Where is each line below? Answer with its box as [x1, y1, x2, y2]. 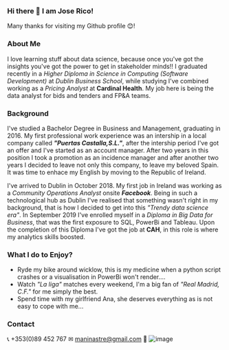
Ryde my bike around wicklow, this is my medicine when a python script [17, 265, 221, 274]
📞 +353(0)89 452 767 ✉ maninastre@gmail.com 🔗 [7, 335, 148, 343]
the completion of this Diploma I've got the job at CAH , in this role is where [7, 225, 219, 234]
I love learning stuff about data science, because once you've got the [7, 54, 204, 63]
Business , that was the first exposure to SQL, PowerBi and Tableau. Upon [7, 218, 215, 226]
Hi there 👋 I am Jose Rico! [7, 6, 94, 16]
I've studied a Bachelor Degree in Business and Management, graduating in [7, 124, 221, 132]
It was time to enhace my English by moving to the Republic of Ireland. [7, 168, 206, 176]
